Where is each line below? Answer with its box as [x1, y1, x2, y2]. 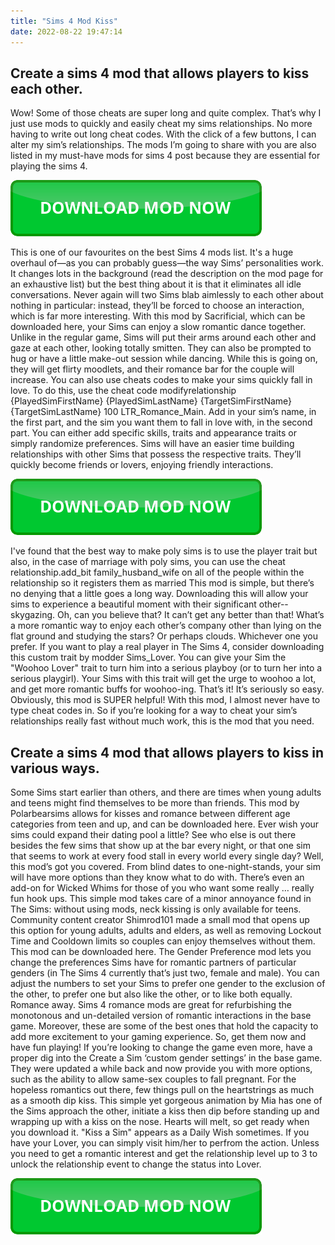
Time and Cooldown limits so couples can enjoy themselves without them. [10, 935, 316, 947]
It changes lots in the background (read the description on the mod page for [10, 268, 324, 280]
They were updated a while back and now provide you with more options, [10, 1063, 313, 1075]
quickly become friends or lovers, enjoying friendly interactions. [10, 459, 274, 471]
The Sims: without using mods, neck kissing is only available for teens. [10, 903, 302, 915]
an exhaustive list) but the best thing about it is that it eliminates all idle [10, 278, 302, 290]
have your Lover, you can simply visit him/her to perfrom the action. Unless [10, 1137, 320, 1149]
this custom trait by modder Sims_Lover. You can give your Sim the [10, 651, 287, 664]
